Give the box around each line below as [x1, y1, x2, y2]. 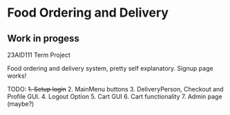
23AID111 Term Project [7, 51, 71, 59]
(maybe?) [7, 100, 35, 108]
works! [7, 71, 27, 80]
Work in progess [7, 33, 79, 44]
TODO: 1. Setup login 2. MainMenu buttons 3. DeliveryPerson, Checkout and [7, 85, 224, 93]
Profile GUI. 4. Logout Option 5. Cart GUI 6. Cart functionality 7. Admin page [7, 92, 222, 100]
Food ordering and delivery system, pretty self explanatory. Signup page [7, 64, 213, 72]
